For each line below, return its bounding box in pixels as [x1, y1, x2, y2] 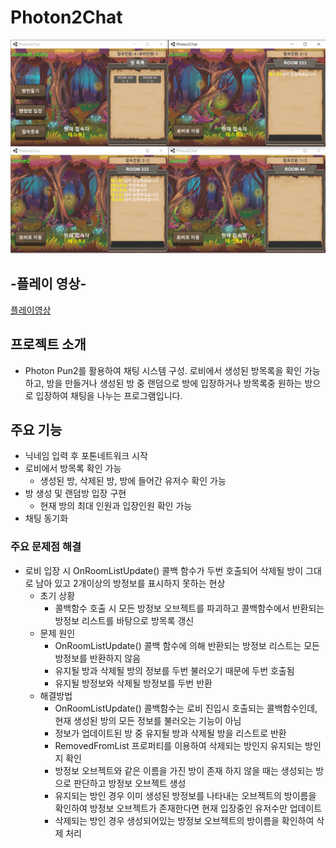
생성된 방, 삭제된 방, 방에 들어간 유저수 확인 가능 [39, 475, 227, 487]
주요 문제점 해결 [10, 540, 82, 554]
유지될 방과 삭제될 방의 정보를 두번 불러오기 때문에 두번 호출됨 [54, 664, 295, 676]
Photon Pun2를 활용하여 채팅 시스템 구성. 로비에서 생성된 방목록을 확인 [24, 364, 303, 376]
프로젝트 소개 [10, 336, 87, 353]
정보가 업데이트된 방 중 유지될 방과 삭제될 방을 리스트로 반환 [54, 727, 287, 739]
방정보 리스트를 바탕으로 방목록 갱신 [54, 614, 195, 626]
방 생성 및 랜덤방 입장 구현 [24, 487, 127, 500]
